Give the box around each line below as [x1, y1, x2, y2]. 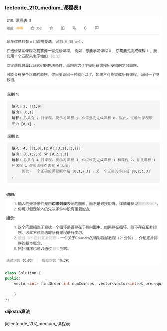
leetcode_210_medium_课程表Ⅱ [5, 4, 81, 11]
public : [5, 276, 21, 281]
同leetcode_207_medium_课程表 [5, 320, 71, 326]
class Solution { [5, 271, 41, 276]
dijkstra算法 [5, 308, 30, 314]
